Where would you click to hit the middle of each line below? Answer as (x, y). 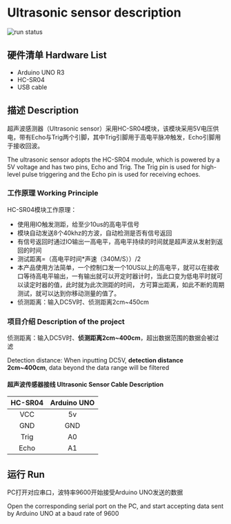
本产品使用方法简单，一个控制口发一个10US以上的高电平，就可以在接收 (118, 267)
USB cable (32, 87)
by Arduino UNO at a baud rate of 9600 (63, 514)
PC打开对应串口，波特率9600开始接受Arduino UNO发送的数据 (95, 492)
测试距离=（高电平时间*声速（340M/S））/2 (79, 259)
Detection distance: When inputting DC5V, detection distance (96, 360)
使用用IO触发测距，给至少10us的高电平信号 (78, 224)
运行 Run (26, 474)
